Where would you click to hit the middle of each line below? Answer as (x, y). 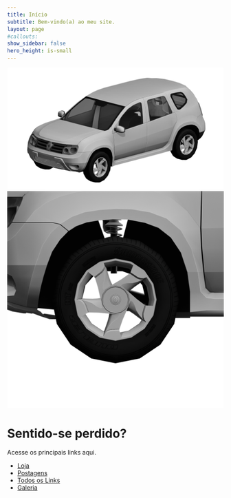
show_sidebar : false (37, 44)
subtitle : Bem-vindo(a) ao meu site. (61, 22)
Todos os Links (38, 480)
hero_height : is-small (40, 51)
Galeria (27, 488)
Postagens (32, 473)
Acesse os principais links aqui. (52, 453)
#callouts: (23, 37)
